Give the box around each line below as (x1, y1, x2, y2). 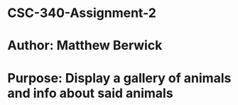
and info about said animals (7, 85, 173, 101)
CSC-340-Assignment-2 (7, 5, 157, 21)
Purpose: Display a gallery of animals (7, 70, 232, 86)
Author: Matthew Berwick (7, 38, 163, 54)
